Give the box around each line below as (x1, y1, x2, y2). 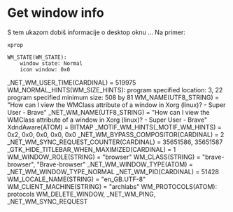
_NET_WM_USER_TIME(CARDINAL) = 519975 (7, 78, 136, 87)
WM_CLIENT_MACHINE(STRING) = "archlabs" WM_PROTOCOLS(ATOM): (7, 182, 218, 190)
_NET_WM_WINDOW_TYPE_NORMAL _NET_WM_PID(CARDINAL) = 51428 (7, 167, 219, 176)
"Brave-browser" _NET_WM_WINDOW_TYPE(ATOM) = (36, 160, 194, 169)
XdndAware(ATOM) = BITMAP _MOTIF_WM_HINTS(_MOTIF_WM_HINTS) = (7, 122, 222, 131)
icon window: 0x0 (20, 66, 71, 73)
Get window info (7, 5, 105, 21)
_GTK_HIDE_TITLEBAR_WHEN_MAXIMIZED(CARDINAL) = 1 (7, 145, 176, 153)
